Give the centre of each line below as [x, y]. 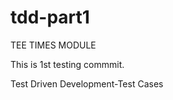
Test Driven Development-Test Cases [87, 83]
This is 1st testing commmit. [67, 64]
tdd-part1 [50, 17]
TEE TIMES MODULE [53, 45]
